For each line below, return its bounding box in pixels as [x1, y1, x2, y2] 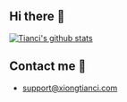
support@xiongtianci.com [21, 82, 118, 93]
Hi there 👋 [9, 9, 65, 24]
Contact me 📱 [9, 59, 87, 74]
